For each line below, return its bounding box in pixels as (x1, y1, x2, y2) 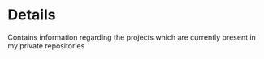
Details (7, 6, 56, 24)
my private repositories (7, 40, 85, 50)
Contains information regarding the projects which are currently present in (7, 32, 257, 42)
